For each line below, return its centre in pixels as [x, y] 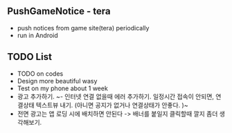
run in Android [38, 35]
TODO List [29, 57]
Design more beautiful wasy [57, 81]
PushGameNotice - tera [59, 11]
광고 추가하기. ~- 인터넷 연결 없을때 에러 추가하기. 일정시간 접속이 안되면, [116, 96]
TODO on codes [40, 73]
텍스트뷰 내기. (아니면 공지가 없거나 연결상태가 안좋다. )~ [112, 105]
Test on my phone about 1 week [63, 88]
